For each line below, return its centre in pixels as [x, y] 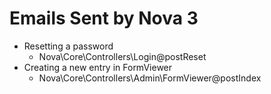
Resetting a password [68, 46]
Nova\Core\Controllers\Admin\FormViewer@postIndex [150, 78]
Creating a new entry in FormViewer [98, 67]
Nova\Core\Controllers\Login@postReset [122, 56]
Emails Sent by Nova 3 [104, 18]
